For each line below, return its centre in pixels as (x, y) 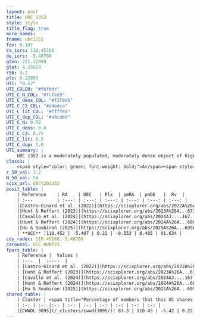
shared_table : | (26, 294)
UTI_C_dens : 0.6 (26, 128)
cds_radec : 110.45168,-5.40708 (45, 239)
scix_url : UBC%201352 (33, 184)
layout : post (22, 12)
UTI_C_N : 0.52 (24, 123)
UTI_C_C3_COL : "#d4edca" (37, 106)
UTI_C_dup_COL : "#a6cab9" (38, 117)
